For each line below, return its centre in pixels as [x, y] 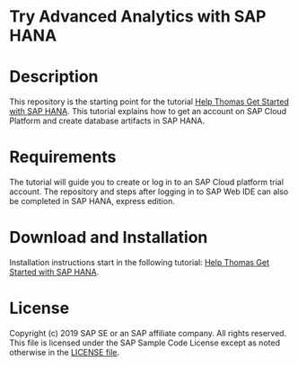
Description [54, 77]
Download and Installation [109, 238]
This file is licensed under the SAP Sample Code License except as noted [145, 343]
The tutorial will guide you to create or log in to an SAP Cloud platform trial [147, 183]
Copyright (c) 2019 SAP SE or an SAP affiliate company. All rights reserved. [148, 333]
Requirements [63, 157]
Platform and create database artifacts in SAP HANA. [107, 121]
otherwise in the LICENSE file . [65, 352]
